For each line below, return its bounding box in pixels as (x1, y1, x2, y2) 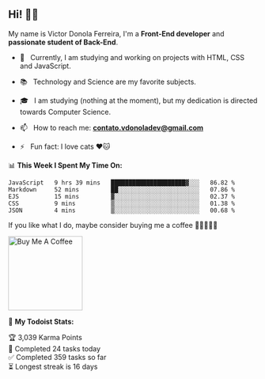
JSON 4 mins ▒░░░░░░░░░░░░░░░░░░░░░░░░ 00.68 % (8, 207, 236, 214)
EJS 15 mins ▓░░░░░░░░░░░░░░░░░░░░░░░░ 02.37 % (8, 192, 236, 200)
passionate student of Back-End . (8, 37, 119, 47)
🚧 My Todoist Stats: (8, 316, 74, 326)
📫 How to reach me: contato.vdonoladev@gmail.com (19, 123, 204, 132)
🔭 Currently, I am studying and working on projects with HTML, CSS (19, 52, 245, 62)
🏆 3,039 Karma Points (8, 332, 83, 342)
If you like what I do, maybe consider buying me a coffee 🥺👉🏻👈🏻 (8, 220, 218, 229)
